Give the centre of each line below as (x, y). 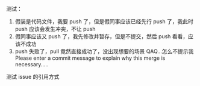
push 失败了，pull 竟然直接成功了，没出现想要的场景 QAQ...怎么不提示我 (104, 51)
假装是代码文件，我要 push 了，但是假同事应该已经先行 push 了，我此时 (104, 21)
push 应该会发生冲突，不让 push (55, 29)
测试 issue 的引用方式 (33, 77)
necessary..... (32, 64)
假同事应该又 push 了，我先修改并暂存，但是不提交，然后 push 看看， (102, 36)
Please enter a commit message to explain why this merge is (90, 58)
